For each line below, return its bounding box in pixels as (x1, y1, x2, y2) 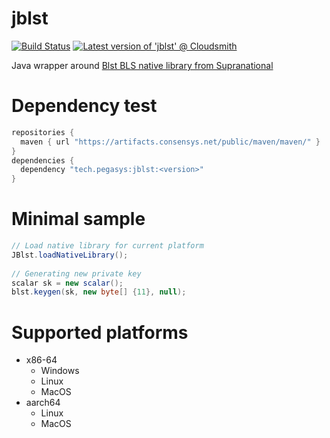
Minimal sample (11, 208, 146, 231)
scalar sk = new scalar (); (11, 278, 124, 288)
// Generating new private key (11, 268, 142, 279)
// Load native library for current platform (11, 241, 204, 251)
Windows (40, 365, 80, 377)
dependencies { (11, 155, 75, 166)
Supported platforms (11, 321, 189, 344)
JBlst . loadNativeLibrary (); (11, 250, 129, 260)
